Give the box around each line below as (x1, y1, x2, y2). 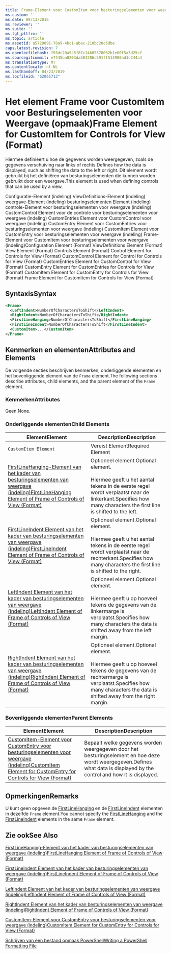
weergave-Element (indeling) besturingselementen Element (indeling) (5, 199, 151, 205)
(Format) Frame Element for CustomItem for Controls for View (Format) (5, 274, 154, 281)
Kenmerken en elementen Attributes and (5, 346, 135, 354)
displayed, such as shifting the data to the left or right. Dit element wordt (5, 167, 157, 173)
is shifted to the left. (91, 508, 138, 515)
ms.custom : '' (5, 12, 36, 17)
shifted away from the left (91, 627, 152, 634)
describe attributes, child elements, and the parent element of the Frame (5, 378, 156, 384)
